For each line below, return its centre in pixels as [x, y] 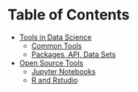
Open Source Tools [51, 63]
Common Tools [56, 45]
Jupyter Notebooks [63, 71]
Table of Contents [69, 15]
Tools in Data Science [55, 37]
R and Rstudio [54, 80]
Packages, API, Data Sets [73, 54]
